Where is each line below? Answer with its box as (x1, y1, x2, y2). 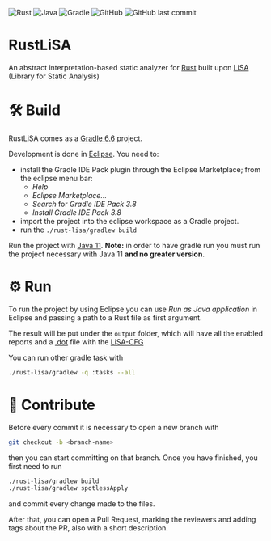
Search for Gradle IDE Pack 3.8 (32, 199, 137, 209)
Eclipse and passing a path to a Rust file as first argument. (8, 312, 202, 323)
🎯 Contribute (8, 395, 95, 414)
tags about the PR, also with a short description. (8, 523, 168, 533)
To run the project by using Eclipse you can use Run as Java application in (8, 304, 257, 314)
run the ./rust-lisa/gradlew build (19, 225, 138, 235)
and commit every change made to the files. (8, 499, 155, 509)
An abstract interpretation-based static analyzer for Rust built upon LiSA (8, 62, 249, 72)
